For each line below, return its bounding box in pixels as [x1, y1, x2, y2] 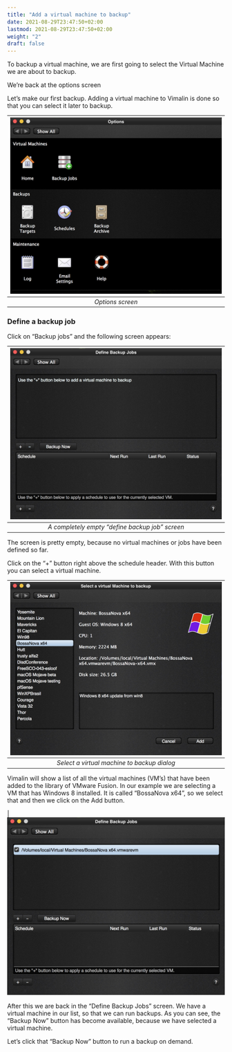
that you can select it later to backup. [7, 102, 113, 110]
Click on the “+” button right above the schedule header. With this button [7, 558, 215, 567]
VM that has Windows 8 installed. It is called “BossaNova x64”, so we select [7, 789, 223, 797]
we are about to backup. [7, 68, 77, 76]
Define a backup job [7, 317, 76, 326]
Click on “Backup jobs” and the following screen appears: [7, 332, 171, 341]
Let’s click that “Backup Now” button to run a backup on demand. [7, 1037, 193, 1046]
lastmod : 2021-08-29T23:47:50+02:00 [7, 26, 113, 32]
